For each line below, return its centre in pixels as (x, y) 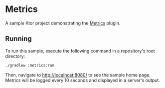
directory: (15, 56)
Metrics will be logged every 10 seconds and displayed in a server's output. (83, 80)
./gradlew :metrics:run (30, 65)
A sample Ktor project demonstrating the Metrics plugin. (63, 23)
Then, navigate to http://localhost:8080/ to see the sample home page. (78, 75)
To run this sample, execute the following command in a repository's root (80, 50)
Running (19, 39)
